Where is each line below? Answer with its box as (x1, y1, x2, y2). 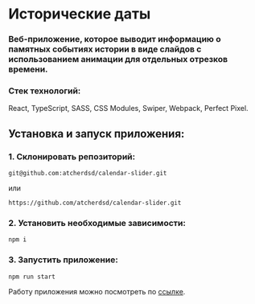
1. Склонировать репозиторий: (8, 150, 135, 162)
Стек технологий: (8, 85, 81, 97)
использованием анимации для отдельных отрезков (8, 54, 228, 65)
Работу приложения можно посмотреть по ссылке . (8, 286, 186, 296)
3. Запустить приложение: (8, 254, 118, 265)
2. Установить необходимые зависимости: (8, 218, 187, 229)
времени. (8, 64, 48, 75)
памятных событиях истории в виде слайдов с (8, 43, 202, 55)
